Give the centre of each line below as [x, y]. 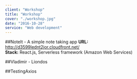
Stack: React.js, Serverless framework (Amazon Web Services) [69, 53]
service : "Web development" [34, 28]
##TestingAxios [21, 71]
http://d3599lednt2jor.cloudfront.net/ [42, 47]
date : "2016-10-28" [25, 23]
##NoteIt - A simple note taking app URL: [47, 42]
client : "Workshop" [25, 10]
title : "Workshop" [24, 14]
